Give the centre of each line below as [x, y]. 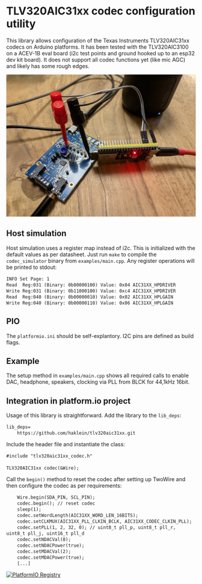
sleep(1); [29, 509]
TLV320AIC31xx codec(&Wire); [43, 468]
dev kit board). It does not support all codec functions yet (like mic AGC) [96, 60]
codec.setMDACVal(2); [44, 552]
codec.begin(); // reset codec [56, 503]
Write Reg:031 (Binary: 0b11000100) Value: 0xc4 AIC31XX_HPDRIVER [91, 291]
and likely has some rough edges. [48, 66]
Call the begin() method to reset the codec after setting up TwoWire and [96, 479]
